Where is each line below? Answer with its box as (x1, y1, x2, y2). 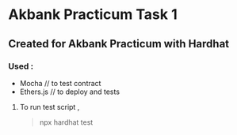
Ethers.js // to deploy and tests (19, 87, 120, 96)
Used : (8, 61, 34, 72)
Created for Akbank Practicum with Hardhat (8, 37, 230, 51)
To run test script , (19, 102, 80, 111)
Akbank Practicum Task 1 (8, 6, 178, 24)
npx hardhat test (39, 117, 94, 127)
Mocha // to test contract (19, 78, 101, 88)
